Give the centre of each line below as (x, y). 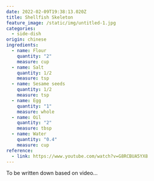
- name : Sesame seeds (38, 84)
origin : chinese (26, 39)
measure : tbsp (34, 128)
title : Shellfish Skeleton (40, 17)
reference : (20, 151)
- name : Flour (29, 51)
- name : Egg (27, 100)
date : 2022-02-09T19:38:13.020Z (46, 12)
